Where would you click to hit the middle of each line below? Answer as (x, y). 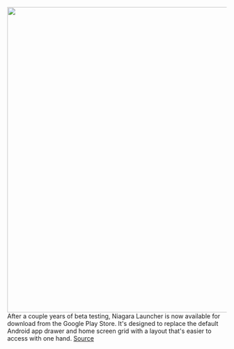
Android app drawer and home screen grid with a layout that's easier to (109, 331)
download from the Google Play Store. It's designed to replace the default (113, 324)
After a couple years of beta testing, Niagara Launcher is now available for (114, 316)
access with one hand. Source (50, 338)
